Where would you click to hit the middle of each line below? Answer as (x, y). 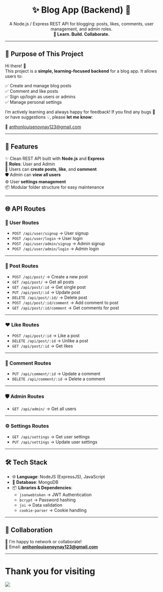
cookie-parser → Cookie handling (53, 510)
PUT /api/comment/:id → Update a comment (56, 374)
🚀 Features (22, 147)
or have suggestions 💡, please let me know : (49, 117)
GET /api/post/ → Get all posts (43, 282)
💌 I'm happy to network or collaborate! (43, 542)
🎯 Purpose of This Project (44, 54)
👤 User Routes (22, 222)
